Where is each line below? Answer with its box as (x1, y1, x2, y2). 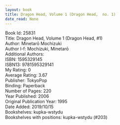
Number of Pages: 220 (5, 88, 52, 94)
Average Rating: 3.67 (5, 72, 48, 78)
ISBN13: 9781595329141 (5, 62, 54, 67)
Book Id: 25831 (5, 30, 36, 36)
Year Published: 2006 (5, 93, 49, 99)
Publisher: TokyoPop (5, 77, 47, 83)
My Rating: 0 (5, 67, 31, 73)
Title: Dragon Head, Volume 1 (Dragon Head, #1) (5, 35, 103, 41)
